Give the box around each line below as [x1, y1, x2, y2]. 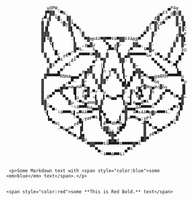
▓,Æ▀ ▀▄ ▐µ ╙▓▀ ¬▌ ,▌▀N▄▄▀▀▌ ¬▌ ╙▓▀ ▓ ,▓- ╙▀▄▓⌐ [41, 94, 187, 100]
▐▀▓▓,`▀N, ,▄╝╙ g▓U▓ [44, 10, 182, 16]
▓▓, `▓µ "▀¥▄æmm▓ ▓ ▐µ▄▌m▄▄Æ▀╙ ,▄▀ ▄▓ [41, 100, 185, 106]
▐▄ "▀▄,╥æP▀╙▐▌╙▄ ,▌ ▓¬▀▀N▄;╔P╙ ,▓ [46, 115, 179, 121]
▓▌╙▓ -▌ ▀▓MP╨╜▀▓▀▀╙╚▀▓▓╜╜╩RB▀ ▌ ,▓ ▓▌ [41, 37, 187, 43]
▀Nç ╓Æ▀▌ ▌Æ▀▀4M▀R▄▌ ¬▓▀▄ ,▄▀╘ [52, 121, 176, 127]
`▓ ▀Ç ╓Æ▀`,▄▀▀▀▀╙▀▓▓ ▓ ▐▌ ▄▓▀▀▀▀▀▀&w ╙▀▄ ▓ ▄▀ [41, 52, 185, 58]
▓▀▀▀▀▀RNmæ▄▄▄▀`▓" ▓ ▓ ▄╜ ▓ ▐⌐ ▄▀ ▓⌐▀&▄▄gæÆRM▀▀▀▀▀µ [44, 73, 185, 79]
